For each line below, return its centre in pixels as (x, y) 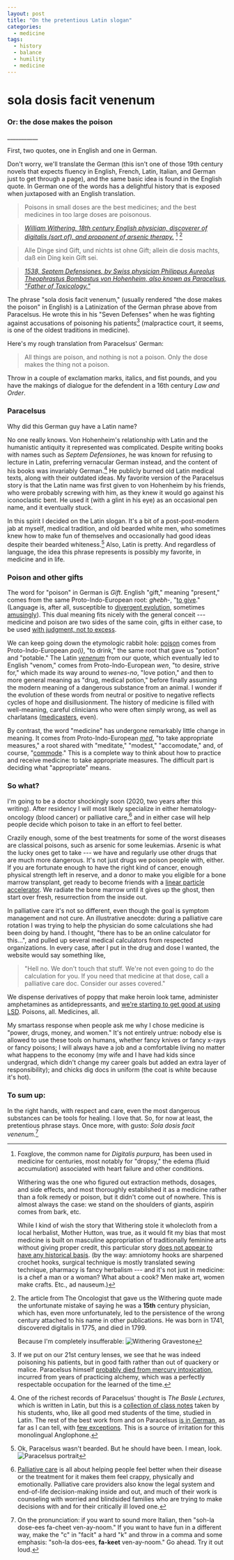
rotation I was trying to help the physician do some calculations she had (110, 925)
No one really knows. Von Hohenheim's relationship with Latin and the (108, 439)
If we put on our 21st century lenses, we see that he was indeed (109, 1355)
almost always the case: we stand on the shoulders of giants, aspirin (115, 1204)
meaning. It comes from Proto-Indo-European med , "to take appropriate (110, 738)
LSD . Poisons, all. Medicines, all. (53, 1012)
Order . (16, 393)
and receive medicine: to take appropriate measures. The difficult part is (111, 760)
